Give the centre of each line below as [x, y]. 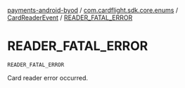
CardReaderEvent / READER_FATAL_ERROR [70, 18]
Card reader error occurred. [48, 77]
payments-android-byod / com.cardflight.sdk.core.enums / [92, 10]
